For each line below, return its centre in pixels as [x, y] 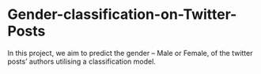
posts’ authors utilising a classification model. [81, 61]
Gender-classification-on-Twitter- [122, 15]
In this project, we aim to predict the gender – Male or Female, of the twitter [130, 53]
